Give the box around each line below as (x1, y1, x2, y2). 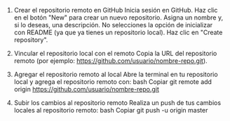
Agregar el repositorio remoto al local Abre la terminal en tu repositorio (13, 70, 219, 78)
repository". (13, 36, 48, 44)
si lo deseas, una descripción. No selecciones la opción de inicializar (13, 21, 213, 29)
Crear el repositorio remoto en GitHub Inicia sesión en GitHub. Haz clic (13, 6, 218, 14)
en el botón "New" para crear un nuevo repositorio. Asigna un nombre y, (13, 13, 223, 22)
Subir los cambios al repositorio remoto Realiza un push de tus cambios (13, 99, 222, 107)
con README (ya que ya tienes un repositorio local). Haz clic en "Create (13, 28, 223, 36)
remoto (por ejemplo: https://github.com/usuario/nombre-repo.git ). (13, 57, 208, 65)
